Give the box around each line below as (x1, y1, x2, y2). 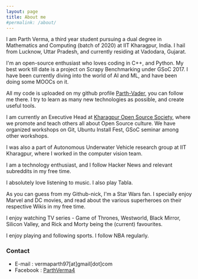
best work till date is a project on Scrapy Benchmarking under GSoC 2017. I (6, 66, 189, 73)
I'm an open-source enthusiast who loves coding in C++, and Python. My (6, 59, 184, 67)
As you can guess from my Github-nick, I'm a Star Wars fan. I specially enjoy (6, 191, 192, 198)
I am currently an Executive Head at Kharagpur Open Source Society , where (6, 114, 191, 121)
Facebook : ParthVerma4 (14, 266, 75, 274)
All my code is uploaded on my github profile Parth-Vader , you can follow (6, 89, 184, 97)
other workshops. (6, 132, 49, 139)
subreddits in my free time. (6, 168, 72, 175)
